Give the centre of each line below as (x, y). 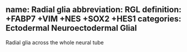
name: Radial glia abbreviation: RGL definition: (93, 10)
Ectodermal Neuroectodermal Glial (71, 28)
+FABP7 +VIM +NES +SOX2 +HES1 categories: (93, 19)
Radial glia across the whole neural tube (55, 42)
